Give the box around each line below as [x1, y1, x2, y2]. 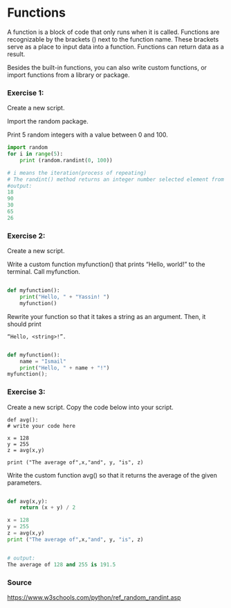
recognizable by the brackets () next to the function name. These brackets [7, 35, 219, 43]
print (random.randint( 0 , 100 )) [19, 157, 113, 164]
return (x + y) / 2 [19, 504, 76, 511]
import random [7, 144, 48, 151]
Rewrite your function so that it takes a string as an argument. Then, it [7, 312, 206, 320]
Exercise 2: [7, 231, 46, 241]
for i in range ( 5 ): [7, 150, 64, 157]
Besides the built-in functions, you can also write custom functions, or [7, 63, 207, 71]
